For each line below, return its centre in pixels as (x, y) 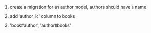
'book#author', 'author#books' (40, 25)
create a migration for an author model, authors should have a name (78, 7)
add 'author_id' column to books (42, 16)
